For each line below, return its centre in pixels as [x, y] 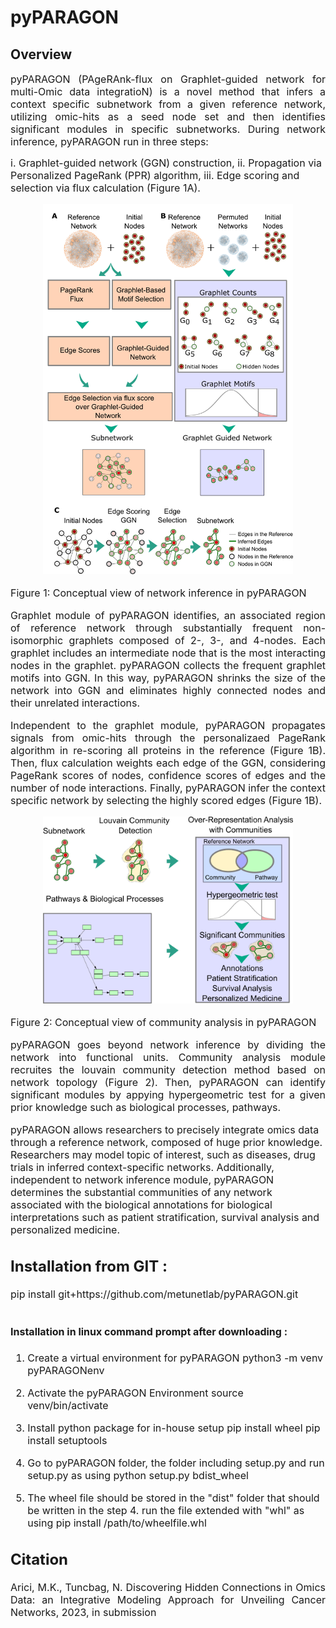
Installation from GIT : [89, 1266]
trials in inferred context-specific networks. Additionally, [142, 1168]
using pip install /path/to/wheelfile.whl [117, 1523]
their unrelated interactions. [75, 703]
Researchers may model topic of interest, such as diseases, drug [163, 1155]
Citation [39, 1559]
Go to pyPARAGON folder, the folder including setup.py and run [176, 1463]
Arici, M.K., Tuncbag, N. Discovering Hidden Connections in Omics [168, 1587]
